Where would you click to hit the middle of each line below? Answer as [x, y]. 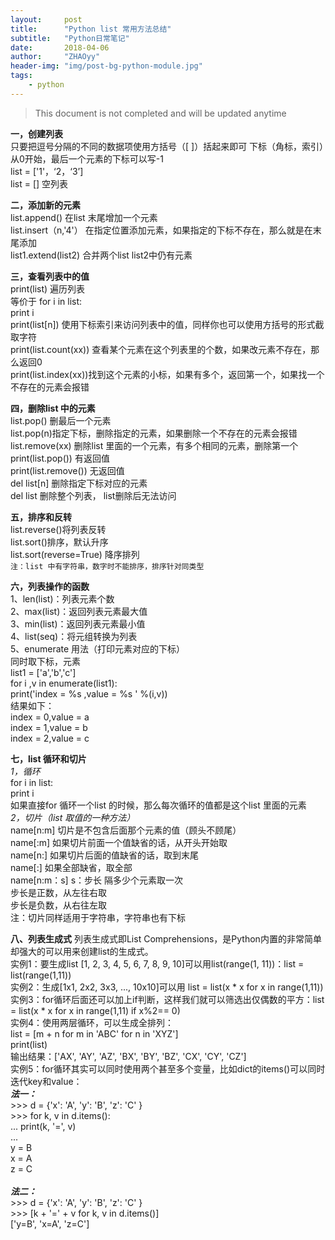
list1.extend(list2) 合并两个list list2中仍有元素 [101, 255]
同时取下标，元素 [45, 661]
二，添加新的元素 [45, 205]
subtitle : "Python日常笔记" [70, 38]
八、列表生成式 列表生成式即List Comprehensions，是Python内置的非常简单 [166, 938]
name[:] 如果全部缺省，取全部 [71, 867]
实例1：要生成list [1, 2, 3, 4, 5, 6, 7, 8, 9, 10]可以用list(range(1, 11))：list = [157, 963]
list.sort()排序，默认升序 [59, 542]
